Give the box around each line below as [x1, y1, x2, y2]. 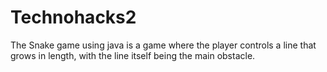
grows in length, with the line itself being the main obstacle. [10, 49, 256, 61]
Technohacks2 [10, 6, 137, 29]
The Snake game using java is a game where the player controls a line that [10, 39, 317, 51]
